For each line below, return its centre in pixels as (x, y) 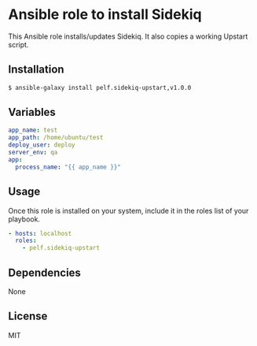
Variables (32, 112)
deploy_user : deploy (42, 145)
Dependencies (44, 272)
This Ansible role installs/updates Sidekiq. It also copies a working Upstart (128, 36)
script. (18, 44)
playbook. (24, 219)
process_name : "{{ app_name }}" (68, 167)
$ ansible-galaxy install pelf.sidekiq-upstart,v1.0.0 (100, 87)
